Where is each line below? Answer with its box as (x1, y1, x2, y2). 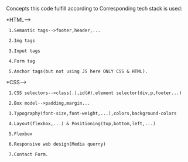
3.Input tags (8, 48, 41, 54)
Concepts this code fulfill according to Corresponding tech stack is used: (6, 5, 183, 12)
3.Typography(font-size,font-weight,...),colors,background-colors (8, 111, 177, 116)
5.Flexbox (8, 131, 33, 137)
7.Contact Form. (8, 151, 49, 157)
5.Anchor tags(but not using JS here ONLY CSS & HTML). (8, 68, 148, 74)
